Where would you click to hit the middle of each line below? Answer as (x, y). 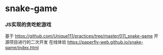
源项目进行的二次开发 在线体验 (36, 42)
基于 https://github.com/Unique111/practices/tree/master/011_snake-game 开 (82, 36)
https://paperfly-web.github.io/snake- (105, 42)
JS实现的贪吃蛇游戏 (28, 25)
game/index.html (22, 48)
